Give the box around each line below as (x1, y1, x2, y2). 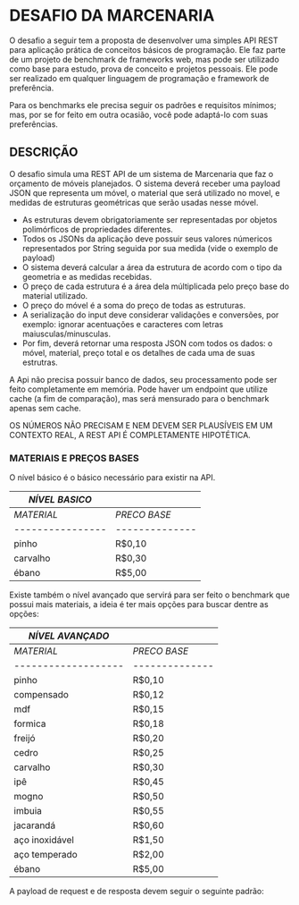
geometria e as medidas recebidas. (21, 271, 153, 282)
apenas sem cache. (9, 402, 82, 413)
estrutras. (21, 357, 58, 368)
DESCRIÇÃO (9, 145, 79, 160)
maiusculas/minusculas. (21, 328, 112, 339)
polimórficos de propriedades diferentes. (21, 224, 174, 234)
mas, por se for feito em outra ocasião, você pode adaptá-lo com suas (9, 109, 269, 120)
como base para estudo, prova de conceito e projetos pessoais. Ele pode (9, 63, 278, 74)
